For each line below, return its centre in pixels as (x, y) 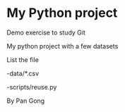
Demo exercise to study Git (46, 32)
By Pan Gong (26, 101)
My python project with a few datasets (63, 46)
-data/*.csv (23, 73)
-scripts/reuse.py (32, 87)
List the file (23, 60)
